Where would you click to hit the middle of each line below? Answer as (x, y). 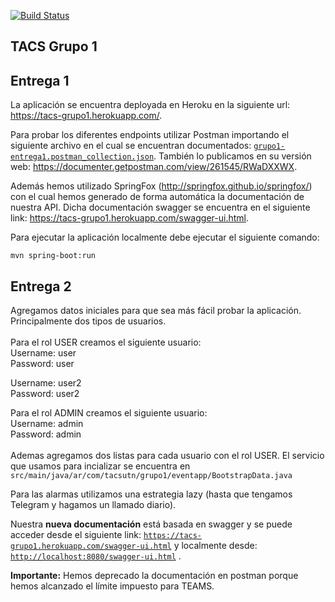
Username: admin (47, 424)
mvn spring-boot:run (53, 256)
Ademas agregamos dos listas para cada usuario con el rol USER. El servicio (167, 456)
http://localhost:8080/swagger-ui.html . (96, 556)
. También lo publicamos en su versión (232, 156)
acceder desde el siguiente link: (76, 535)
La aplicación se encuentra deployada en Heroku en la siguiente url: (150, 105)
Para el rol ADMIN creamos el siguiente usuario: (109, 413)
